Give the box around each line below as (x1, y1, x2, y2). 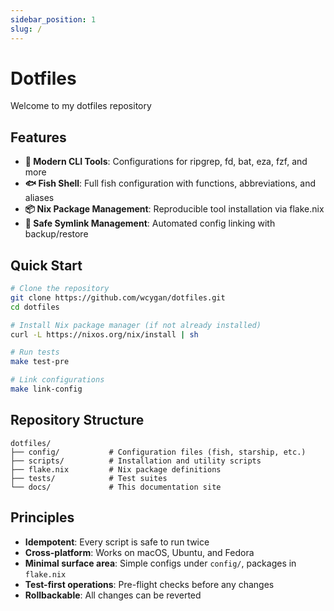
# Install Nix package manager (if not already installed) (10, 320, 262, 330)
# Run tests (10, 347, 60, 358)
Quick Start (10, 257, 83, 274)
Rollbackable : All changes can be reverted (24, 589, 202, 601)
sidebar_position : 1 (10, 14, 97, 25)
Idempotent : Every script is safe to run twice (24, 536, 210, 548)
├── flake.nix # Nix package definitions (10, 464, 222, 475)
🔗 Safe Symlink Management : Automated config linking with (24, 217, 276, 230)
